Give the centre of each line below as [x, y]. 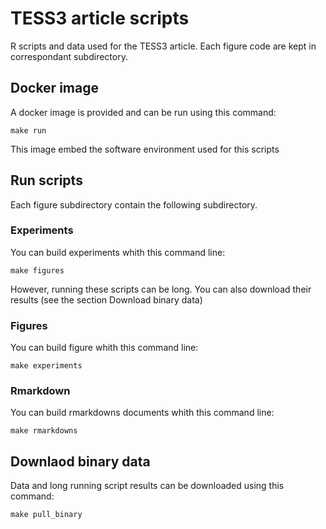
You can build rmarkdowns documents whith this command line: [142, 413]
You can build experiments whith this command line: [118, 252]
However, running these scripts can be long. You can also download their [161, 289]
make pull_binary [46, 515]
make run [28, 130]
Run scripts [46, 180]
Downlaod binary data [80, 461]
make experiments [46, 366]
